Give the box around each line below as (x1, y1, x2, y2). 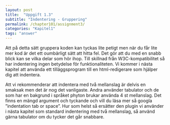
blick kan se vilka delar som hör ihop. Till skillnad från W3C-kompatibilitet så (5, 56, 165, 61)
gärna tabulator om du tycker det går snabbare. (5, 114, 105, 119)
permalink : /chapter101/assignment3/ (5, 21, 85, 27)
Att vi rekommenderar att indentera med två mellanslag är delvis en (5, 81, 146, 88)
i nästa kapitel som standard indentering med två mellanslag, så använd (5, 108, 155, 114)
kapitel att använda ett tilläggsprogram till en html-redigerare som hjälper (5, 66, 158, 72)
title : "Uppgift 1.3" (5, 12, 53, 17)
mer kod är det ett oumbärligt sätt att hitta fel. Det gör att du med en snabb (5, 50, 161, 56)
